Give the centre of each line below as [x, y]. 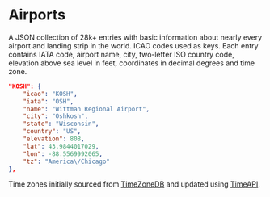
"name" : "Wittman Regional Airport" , [86, 109]
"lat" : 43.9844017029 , [61, 146]
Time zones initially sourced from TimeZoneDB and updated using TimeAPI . [134, 184]
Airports [37, 15]
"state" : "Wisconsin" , [61, 124]
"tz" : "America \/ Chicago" [67, 161]
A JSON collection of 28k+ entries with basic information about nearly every [135, 37]
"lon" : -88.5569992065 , [63, 154]
